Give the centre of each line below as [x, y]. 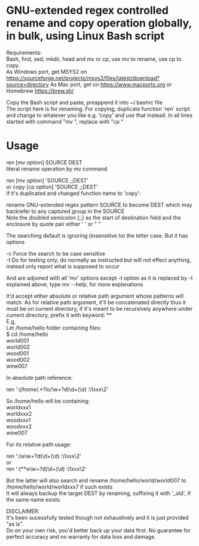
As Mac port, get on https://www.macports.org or [111, 84]
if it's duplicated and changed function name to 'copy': [74, 193]
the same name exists [33, 499]
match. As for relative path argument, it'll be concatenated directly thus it [96, 302]
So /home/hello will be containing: [48, 401]
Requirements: [24, 52]
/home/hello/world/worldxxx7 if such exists [59, 487]
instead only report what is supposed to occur [63, 266]
